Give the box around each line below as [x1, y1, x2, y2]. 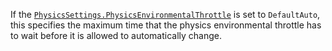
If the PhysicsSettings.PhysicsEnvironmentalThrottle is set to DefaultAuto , [10, 9, 321, 20]
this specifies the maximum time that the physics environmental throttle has [10, 19, 322, 31]
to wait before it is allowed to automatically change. [10, 30, 223, 41]
